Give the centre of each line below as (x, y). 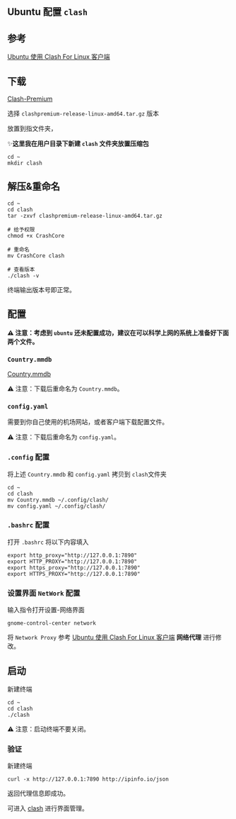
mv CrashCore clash (36, 256)
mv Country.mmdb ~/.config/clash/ (58, 500)
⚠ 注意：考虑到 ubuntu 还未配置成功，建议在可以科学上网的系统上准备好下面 (118, 333)
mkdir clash (25, 163)
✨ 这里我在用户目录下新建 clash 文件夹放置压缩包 (78, 144)
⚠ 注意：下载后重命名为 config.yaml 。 (64, 437)
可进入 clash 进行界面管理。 (48, 808)
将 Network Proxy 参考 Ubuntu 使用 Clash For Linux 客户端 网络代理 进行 (111, 637)
